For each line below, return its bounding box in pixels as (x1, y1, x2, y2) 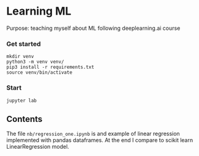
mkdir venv (6, 54, 34, 60)
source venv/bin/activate (6, 69, 72, 76)
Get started (6, 40, 41, 48)
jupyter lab (6, 97, 37, 104)
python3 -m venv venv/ (6, 59, 64, 65)
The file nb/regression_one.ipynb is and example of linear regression (6, 130, 180, 138)
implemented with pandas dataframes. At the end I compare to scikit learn (6, 136, 193, 144)
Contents (6, 114, 43, 124)
